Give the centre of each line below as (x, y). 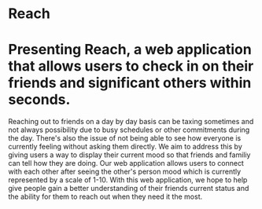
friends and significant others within (130, 83)
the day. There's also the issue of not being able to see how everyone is (125, 138)
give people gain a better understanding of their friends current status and (129, 189)
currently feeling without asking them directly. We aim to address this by (125, 147)
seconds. (39, 100)
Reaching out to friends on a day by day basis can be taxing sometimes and (131, 122)
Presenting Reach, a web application (130, 50)
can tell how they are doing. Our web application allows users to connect (126, 163)
